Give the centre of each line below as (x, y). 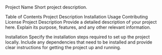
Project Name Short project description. (46, 7)
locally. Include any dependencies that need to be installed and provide (79, 42)
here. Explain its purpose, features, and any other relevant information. (78, 27)
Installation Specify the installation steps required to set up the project (77, 37)
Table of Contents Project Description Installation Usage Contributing (76, 17)
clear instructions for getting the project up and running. (63, 47)
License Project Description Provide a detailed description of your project (81, 22)
